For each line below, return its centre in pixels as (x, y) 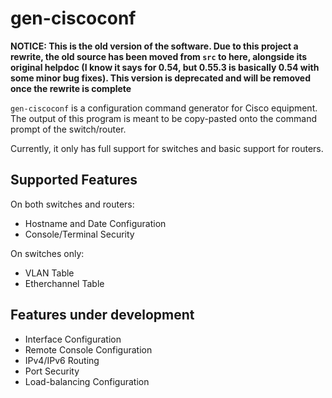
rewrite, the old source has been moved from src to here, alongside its (159, 56)
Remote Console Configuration (88, 349)
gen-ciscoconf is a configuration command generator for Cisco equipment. (164, 108)
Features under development (102, 315)
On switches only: (47, 253)
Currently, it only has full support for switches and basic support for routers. (167, 148)
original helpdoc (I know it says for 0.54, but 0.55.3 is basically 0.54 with (165, 67)
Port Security (52, 371)
